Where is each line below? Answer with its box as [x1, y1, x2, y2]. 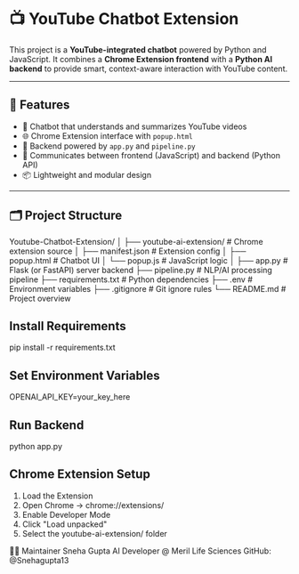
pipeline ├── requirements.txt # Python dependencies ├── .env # [9, 274, 254, 285]
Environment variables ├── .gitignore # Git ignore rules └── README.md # [9, 283, 287, 294]
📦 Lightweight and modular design [21, 169, 152, 180]
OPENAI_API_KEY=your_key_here [9, 392, 131, 402]
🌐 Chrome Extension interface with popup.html [21, 130, 193, 141]
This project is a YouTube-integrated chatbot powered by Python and [9, 44, 267, 55]
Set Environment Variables [9, 368, 160, 383]
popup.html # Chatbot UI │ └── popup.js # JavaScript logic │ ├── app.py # [9, 255, 288, 265]
